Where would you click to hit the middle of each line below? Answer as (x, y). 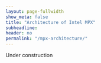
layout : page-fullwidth (35, 11)
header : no (19, 33)
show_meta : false (27, 17)
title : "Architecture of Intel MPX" (50, 22)
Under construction (29, 55)
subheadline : (22, 28)
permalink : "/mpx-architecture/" (47, 38)
